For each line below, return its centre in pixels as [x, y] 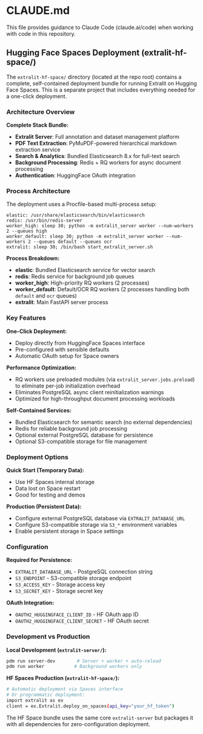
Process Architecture [38, 191]
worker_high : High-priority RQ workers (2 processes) [82, 283]
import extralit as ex [35, 701]
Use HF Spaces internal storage [55, 481]
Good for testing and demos [50, 495]
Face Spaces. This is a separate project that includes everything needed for [101, 90]
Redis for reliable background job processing [71, 428]
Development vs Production [48, 636]
